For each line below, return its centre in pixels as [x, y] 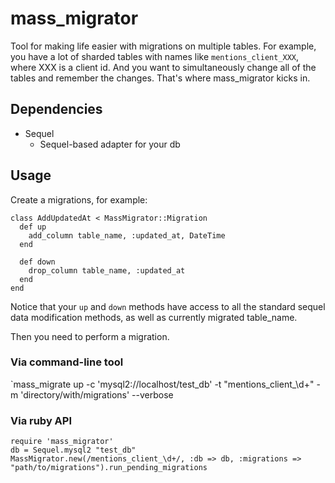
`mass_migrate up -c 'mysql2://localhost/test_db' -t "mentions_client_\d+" [162, 384]
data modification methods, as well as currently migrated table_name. [154, 317]
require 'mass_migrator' [62, 442]
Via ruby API [41, 420]
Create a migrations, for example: [79, 199]
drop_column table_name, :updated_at [107, 270]
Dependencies [56, 109]
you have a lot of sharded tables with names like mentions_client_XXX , [155, 56]
